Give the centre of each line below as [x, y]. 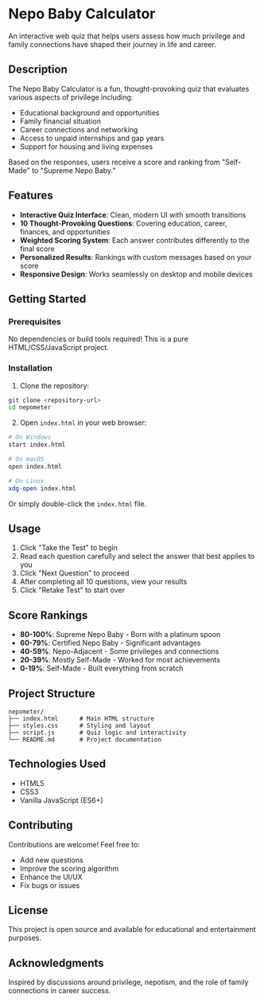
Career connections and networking [79, 129]
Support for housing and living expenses [86, 146]
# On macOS [26, 459]
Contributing [41, 825]
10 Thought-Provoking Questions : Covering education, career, [124, 223]
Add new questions [51, 860]
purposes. [25, 938]
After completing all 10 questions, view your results [103, 582]
